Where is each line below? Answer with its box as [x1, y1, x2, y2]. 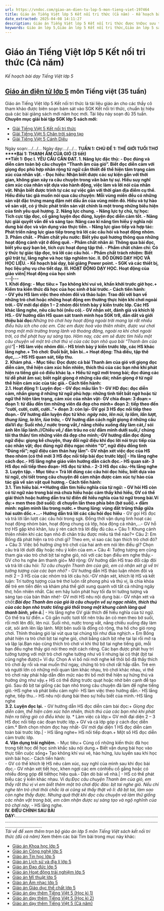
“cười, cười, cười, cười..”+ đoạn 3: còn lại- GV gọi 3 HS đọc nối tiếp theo [5, 406, 152, 412]
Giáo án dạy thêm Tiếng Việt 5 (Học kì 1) [12, 890, 94, 896]
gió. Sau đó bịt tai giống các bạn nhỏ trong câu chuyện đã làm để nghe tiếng [5, 682, 159, 688]
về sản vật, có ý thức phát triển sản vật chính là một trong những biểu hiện [5, 203, 159, 208]
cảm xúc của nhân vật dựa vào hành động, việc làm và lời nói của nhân [5, 182, 151, 188]
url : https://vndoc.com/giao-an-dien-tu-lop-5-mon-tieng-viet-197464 [5, 7, 150, 12]
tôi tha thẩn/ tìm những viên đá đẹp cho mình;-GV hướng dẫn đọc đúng [5, 432, 151, 438]
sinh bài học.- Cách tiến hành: [5, 755, 66, 761]
